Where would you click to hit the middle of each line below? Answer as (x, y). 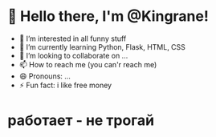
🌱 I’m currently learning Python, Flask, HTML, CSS (102, 46)
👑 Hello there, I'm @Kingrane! (108, 16)
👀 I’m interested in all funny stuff (73, 38)
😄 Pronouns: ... (45, 76)
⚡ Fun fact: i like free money (65, 85)
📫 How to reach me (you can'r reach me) (88, 64)
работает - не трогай (81, 121)
